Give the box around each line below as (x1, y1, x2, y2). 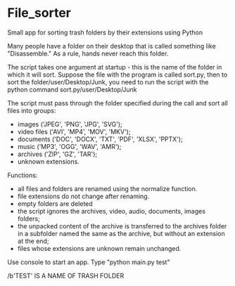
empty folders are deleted (17, 199, 93, 208)
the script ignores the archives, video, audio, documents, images (17, 207, 206, 215)
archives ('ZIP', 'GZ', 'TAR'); (17, 150, 97, 158)
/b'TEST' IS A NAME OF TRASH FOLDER (7, 271, 125, 280)
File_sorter (7, 5, 72, 21)
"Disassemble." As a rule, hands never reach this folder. (7, 49, 169, 58)
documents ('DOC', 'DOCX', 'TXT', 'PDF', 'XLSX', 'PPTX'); (17, 135, 183, 143)
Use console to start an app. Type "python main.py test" (7, 258, 170, 266)
